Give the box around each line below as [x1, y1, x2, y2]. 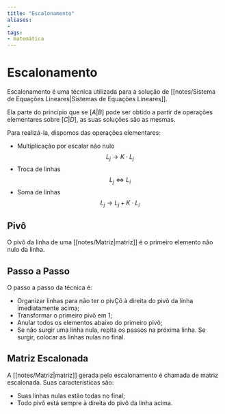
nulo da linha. [7, 246, 45, 254]
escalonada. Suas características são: [7, 378, 114, 387]
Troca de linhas [16, 165, 61, 173]
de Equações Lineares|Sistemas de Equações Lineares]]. [7, 95, 168, 103]
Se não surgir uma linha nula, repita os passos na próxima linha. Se [16, 326, 207, 334]
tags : [7, 29, 23, 36]
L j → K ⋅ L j [105, 153, 135, 162]
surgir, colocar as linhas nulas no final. [16, 333, 125, 341]
